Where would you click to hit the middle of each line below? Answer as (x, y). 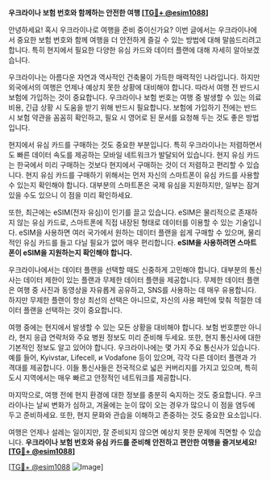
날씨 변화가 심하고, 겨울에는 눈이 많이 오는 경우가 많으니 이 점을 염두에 (145, 405)
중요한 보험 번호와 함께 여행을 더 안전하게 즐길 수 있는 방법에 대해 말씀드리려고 (139, 40)
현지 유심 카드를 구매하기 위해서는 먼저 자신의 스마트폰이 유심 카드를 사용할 (143, 175)
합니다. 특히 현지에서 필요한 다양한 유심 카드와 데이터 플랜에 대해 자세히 (120, 50)
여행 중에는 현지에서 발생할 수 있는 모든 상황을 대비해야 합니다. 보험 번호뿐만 (128, 327)
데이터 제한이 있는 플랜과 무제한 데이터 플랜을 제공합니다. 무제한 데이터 (134, 280)
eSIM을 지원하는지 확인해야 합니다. (78, 253)
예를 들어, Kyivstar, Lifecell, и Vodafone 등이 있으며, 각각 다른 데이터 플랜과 (128, 357)
